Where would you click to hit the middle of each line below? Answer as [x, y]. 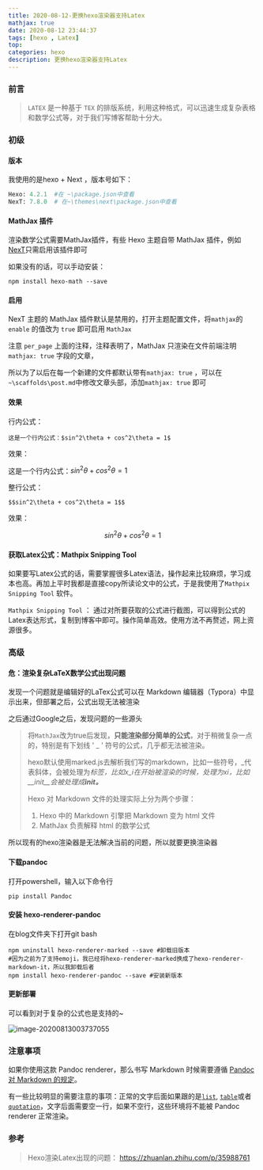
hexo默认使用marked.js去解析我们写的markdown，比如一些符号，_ [136, 762]
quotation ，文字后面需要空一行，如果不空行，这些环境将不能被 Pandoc [124, 1107]
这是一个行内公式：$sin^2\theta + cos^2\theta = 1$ [90, 438]
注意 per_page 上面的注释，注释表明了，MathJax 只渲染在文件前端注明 [122, 346]
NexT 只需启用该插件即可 [48, 250]
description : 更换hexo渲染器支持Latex [68, 60]
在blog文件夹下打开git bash [53, 934]
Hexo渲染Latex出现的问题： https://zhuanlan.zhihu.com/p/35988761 [139, 1157]
